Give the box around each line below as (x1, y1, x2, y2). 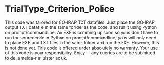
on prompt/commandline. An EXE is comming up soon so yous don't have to (5, 29, 158, 35)
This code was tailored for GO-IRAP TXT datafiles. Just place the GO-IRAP (5, 19, 155, 25)
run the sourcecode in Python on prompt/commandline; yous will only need (5, 35, 157, 40)
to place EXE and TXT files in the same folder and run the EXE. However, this (5, 39, 159, 45)
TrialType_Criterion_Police (5, 3, 115, 14)
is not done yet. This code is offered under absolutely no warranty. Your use (5, 45, 158, 51)
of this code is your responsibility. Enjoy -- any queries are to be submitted (5, 50, 155, 56)
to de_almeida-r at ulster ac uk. (5, 55, 68, 61)
